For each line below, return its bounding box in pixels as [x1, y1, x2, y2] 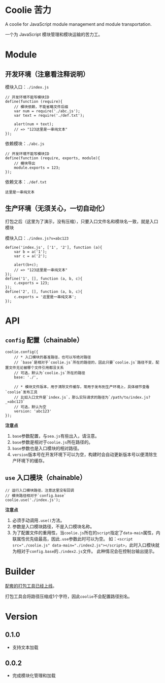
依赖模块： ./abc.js [5, 140, 45, 146]
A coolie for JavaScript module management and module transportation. [5, 21, 152, 27]
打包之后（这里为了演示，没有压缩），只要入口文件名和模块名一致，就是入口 [5, 218, 159, 224]
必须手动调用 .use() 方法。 [12, 517, 65, 523]
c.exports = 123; [14, 280, 50, 285]
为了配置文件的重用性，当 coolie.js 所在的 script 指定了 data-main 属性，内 [12, 530, 161, 536]
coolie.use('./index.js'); [5, 498, 61, 502]
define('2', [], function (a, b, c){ [5, 289, 83, 294]
